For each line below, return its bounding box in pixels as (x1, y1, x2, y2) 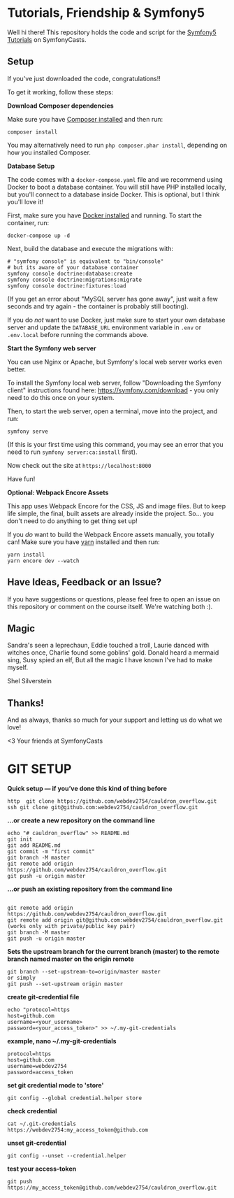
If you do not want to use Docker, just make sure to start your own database (7, 315, 226, 324)
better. (7, 365, 27, 373)
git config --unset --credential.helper (7, 1153, 127, 1160)
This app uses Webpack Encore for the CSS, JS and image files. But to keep (7, 501, 226, 510)
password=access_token (7, 1069, 73, 1076)
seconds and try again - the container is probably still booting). (7, 302, 189, 311)
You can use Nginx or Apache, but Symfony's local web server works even (7, 357, 222, 366)
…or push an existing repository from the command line (7, 885, 173, 893)
